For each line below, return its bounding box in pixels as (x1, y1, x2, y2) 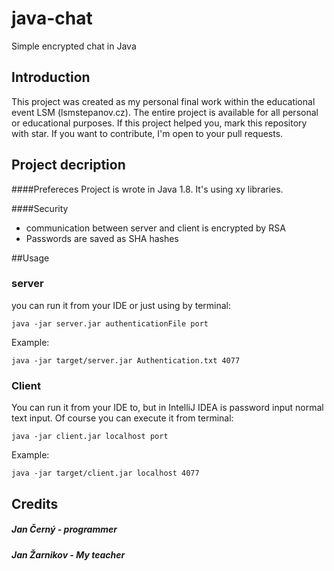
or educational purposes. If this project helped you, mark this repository (11, 117, 308, 129)
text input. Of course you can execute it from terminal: (11, 412, 234, 424)
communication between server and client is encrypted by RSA (25, 222, 286, 234)
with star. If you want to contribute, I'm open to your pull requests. (11, 127, 284, 139)
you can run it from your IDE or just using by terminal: (11, 299, 232, 311)
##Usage (11, 252, 50, 264)
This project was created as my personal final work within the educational (11, 95, 316, 107)
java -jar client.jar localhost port (11, 432, 169, 442)
